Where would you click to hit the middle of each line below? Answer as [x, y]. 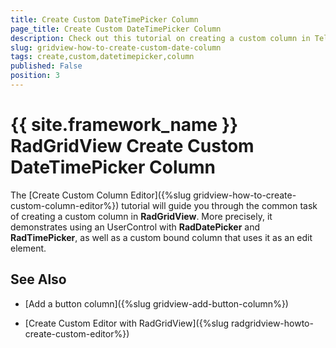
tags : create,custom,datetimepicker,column [102, 57]
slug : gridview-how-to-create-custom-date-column [116, 47]
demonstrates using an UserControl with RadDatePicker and [135, 227]
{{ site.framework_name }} [124, 125]
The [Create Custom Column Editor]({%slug [101, 195]
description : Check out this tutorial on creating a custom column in [160, 38]
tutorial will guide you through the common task [219, 205]
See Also [38, 279]
